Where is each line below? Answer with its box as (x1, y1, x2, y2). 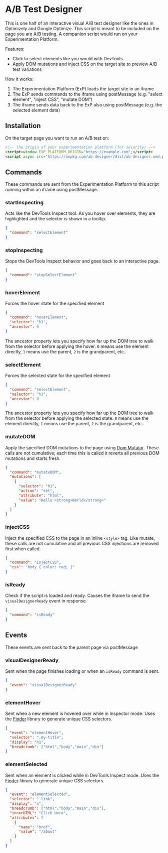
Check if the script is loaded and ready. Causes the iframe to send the (5, 592, 149, 598)
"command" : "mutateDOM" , (9, 469, 61, 475)
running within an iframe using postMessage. (5, 187, 98, 193)
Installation (5, 121, 41, 130)
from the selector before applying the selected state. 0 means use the (5, 415, 149, 421)
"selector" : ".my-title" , (9, 735, 64, 740)
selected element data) (12, 107, 60, 113)
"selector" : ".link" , (9, 797, 55, 802)
